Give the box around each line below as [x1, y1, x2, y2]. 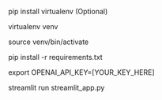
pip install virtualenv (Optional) [8, 7, 108, 16]
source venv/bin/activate [8, 37, 89, 46]
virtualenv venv [8, 22, 58, 31]
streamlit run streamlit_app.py [8, 83, 105, 92]
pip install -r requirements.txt [8, 53, 103, 61]
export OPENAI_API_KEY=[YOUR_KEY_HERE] [8, 68, 155, 77]
